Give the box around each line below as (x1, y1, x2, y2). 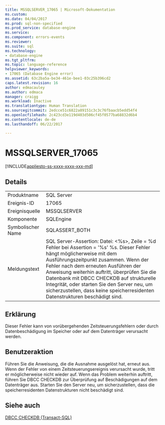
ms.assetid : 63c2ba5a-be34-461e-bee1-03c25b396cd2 (5, 76, 111, 81)
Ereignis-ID (7, 200, 34, 207)
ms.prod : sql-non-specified (5, 21, 63, 26)
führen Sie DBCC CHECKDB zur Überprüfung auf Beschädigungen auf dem (5, 376, 158, 382)
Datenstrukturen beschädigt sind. (46, 294, 123, 300)
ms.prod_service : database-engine (5, 26, 76, 31)
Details (5, 178, 27, 186)
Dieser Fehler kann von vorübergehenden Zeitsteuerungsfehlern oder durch (5, 323, 159, 329)
